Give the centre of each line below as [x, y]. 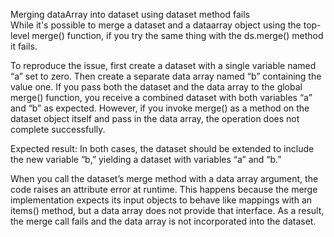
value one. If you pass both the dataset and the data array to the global [156, 87]
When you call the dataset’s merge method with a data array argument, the [164, 178]
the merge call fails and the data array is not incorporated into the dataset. [163, 221]
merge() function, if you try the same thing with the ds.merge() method [177, 35]
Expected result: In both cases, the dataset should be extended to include [162, 148]
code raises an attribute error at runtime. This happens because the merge [164, 189]
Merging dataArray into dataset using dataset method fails [130, 14]
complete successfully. [58, 129]
